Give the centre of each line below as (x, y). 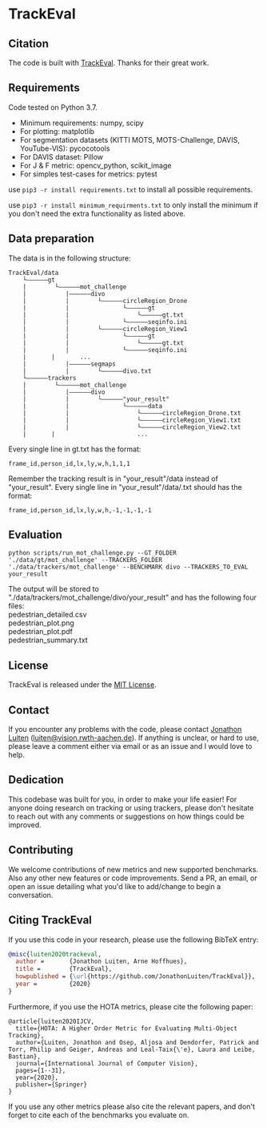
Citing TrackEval (50, 920)
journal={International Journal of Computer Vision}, (107, 1063)
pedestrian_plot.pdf (41, 632)
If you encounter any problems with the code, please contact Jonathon (125, 730)
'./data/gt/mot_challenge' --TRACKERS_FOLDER (85, 560)
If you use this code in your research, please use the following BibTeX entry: (133, 940)
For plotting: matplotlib (57, 131)
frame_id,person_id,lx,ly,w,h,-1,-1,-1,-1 (80, 510)
